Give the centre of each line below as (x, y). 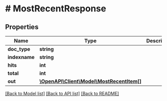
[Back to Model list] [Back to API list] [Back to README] (62, 94)
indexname (21, 57)
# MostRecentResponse (56, 9)
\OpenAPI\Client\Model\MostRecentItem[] (90, 81)
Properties (22, 27)
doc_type (19, 49)
